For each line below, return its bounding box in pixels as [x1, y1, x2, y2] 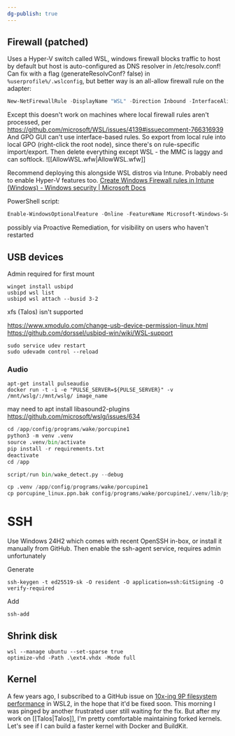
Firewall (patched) [7, 36, 89, 48]
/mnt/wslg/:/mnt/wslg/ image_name [7, 392, 108, 399]
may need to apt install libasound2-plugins [7, 405, 130, 413]
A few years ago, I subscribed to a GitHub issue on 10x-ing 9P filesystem [7, 692, 218, 700]
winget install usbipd [7, 283, 73, 290]
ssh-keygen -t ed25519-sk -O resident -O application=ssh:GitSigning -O [7, 579, 224, 586]
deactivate [7, 452, 39, 459]
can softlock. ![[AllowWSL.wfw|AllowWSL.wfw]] [7, 155, 145, 164]
